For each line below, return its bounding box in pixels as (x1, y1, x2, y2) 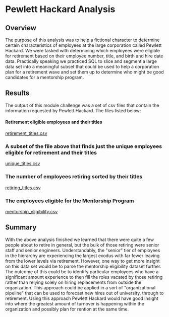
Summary (5, 223, 37, 232)
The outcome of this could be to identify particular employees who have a (5, 268, 159, 275)
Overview (5, 24, 37, 32)
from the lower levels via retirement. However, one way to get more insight (5, 258, 160, 264)
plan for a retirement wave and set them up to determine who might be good (5, 69, 164, 75)
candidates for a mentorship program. (5, 74, 84, 80)
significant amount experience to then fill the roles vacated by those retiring (5, 274, 163, 280)
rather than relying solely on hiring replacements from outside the (5, 279, 142, 285)
